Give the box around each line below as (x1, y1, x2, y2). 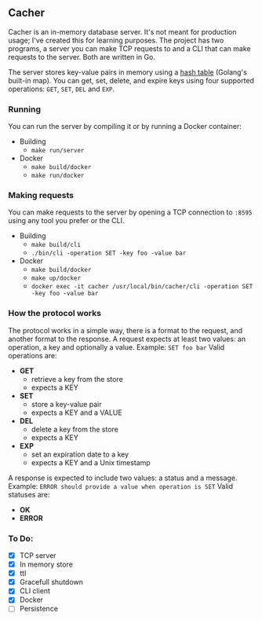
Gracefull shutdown (19, 578, 84, 587)
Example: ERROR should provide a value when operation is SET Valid (8, 481, 234, 490)
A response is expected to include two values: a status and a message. (8, 473, 238, 482)
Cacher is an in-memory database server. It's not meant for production (8, 27, 237, 36)
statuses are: (8, 490, 50, 499)
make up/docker (31, 274, 81, 282)
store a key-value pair (31, 399, 102, 409)
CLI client (19, 586, 51, 596)
